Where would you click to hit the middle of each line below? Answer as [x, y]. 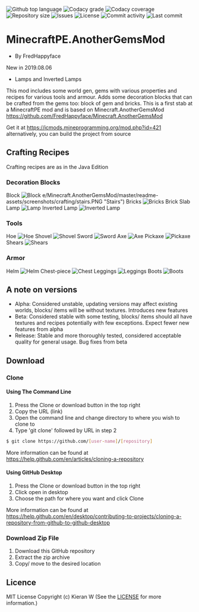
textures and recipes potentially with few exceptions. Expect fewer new [102, 323]
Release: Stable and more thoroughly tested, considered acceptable [98, 336]
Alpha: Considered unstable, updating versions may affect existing [96, 304]
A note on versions [42, 290]
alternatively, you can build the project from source [69, 133]
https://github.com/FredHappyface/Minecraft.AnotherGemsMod [85, 115]
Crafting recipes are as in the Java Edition [57, 167]
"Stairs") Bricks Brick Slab [147, 202]
